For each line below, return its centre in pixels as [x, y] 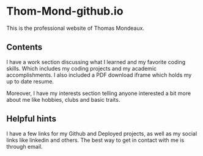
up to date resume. [30, 81]
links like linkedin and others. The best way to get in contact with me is [95, 140]
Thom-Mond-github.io [65, 11]
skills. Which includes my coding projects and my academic [82, 68]
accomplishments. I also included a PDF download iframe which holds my [99, 75]
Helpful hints [31, 119]
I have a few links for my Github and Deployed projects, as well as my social [102, 133]
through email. [24, 146]
